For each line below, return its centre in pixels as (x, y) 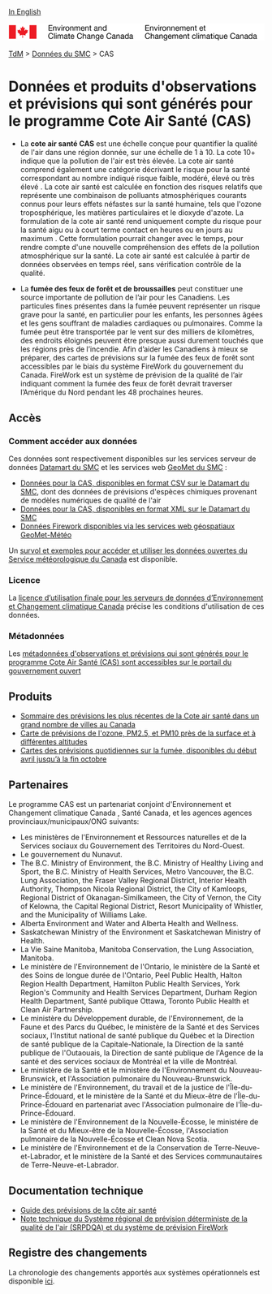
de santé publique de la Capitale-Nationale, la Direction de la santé (132, 1044)
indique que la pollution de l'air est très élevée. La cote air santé (127, 161)
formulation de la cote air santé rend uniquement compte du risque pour (141, 222)
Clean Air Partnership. (57, 1010)
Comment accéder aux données (73, 441)
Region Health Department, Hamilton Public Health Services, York (130, 984)
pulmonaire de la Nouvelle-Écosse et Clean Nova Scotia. (114, 1139)
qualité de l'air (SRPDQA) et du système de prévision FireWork (124, 1227)
